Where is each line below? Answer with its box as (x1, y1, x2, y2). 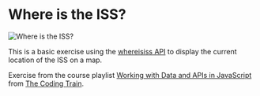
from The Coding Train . (8, 79, 85, 88)
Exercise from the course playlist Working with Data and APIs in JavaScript (8, 70, 252, 79)
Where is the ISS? (8, 6, 126, 24)
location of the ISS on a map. (8, 55, 103, 65)
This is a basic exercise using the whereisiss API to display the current (8, 46, 237, 56)
